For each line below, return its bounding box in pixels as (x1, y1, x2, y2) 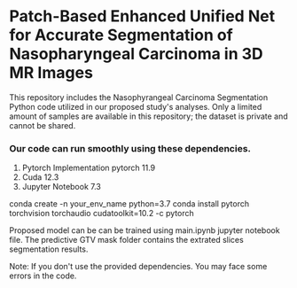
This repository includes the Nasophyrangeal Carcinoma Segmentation (9, 91, 269, 103)
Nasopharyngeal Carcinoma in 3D (9, 44, 263, 64)
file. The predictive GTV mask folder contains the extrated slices (9, 235, 244, 245)
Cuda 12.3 (21, 172, 59, 183)
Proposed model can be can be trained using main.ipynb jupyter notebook (9, 225, 281, 236)
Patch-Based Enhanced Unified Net (9, 6, 276, 27)
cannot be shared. (9, 120, 76, 130)
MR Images (9, 63, 93, 83)
